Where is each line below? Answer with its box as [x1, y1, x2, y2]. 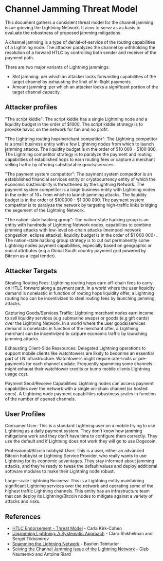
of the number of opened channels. [5, 396, 76, 402]
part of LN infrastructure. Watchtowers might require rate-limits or [5, 355, 137, 361]
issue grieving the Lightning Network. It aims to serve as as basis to [5, 24, 141, 30]
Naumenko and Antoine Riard [12, 551, 71, 557]
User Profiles [5, 410, 45, 418]
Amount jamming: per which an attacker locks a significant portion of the [12, 84, 158, 89]
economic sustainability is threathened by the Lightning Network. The [5, 181, 145, 187]
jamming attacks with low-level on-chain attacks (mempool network [5, 227, 141, 233]
